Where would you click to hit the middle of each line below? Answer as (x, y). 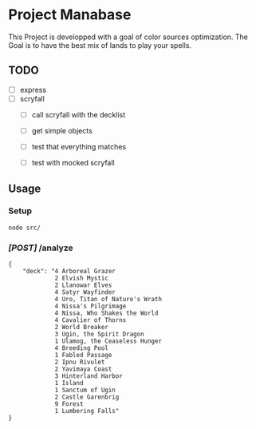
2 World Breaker (82, 328)
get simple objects (62, 130)
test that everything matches (79, 147)
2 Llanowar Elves (83, 285)
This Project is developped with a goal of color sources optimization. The (128, 37)
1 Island (69, 383)
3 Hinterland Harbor (89, 376)
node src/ (25, 228)
